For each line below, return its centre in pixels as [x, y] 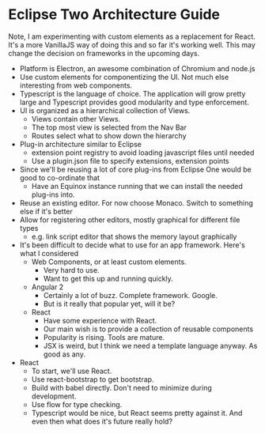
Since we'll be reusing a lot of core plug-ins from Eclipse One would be [135, 169]
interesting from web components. [76, 85]
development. [54, 396]
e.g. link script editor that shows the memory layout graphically [134, 236]
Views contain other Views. [76, 119]
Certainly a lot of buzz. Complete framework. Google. [130, 295]
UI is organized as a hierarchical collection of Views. [105, 110]
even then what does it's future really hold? [102, 421]
